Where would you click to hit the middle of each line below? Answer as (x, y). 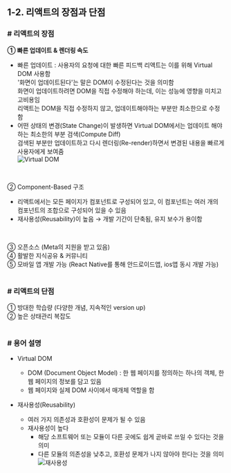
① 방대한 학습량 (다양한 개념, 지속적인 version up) (76, 307)
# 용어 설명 (24, 343)
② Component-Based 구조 (46, 187)
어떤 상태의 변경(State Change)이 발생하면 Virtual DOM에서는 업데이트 (113, 125)
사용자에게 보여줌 (40, 151)
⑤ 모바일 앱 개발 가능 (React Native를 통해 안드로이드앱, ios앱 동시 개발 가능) (113, 264)
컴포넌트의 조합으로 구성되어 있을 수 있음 (72, 210)
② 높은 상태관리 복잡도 (39, 316)
